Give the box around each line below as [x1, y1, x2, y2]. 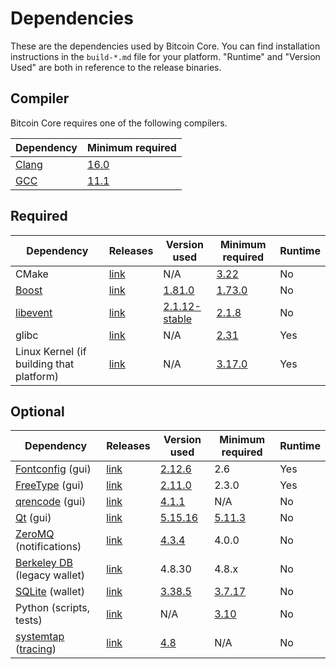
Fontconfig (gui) [15, 462, 92, 476]
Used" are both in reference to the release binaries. [10, 61, 222, 73]
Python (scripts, [15, 601, 90, 615]
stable [163, 312, 193, 326]
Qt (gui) [15, 511, 52, 525]
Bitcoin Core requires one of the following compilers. [10, 117, 228, 129]
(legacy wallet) [15, 568, 86, 582]
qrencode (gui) [15, 495, 87, 509]
